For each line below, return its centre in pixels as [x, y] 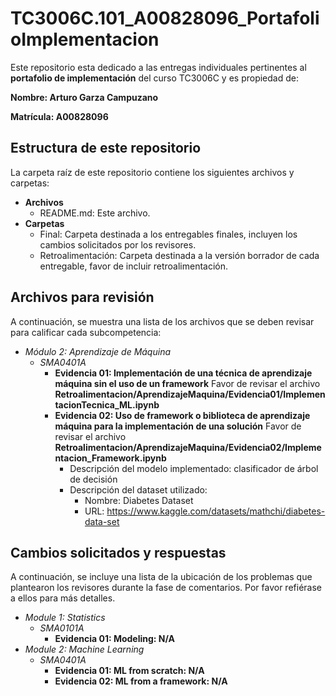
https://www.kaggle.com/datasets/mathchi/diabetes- [216, 511]
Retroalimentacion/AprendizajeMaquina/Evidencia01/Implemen [190, 394]
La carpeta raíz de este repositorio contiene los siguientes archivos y [152, 172]
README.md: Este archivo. [95, 213]
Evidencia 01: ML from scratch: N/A [129, 671]
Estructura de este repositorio [106, 148]
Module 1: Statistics [65, 618]
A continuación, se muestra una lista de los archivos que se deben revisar [162, 321]
